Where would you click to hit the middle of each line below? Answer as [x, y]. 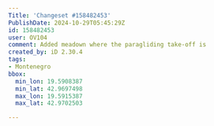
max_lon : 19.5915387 [49, 96]
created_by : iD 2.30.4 [45, 52]
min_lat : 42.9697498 [49, 89]
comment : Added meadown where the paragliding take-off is [107, 45]
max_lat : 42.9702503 [49, 103]
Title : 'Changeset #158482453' [60, 15]
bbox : [17, 74]
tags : [17, 60]
